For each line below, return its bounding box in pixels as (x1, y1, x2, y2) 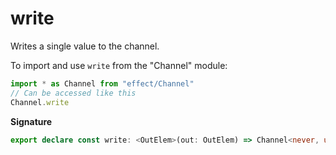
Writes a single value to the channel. (10, 40, 160, 52)
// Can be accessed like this (10, 88, 137, 98)
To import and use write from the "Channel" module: (10, 59, 228, 71)
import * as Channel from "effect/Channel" (10, 78, 195, 89)
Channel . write (10, 97, 70, 107)
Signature (10, 115, 53, 127)
